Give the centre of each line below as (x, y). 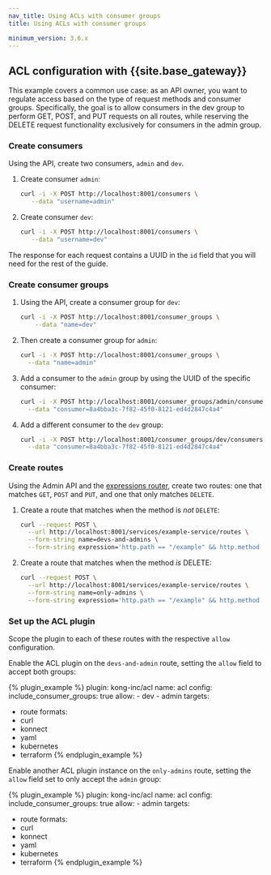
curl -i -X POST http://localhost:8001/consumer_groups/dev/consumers (142, 440)
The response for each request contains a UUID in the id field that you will (132, 255)
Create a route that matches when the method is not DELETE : (120, 510)
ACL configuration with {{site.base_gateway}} (128, 71)
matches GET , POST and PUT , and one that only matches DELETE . (111, 494)
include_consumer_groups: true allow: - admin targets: (99, 803)
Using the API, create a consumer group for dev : (100, 302)
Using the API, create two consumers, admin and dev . (96, 164)
